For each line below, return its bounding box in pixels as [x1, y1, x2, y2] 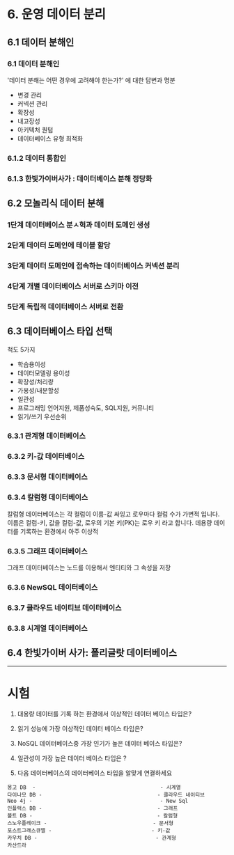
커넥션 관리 [17, 99, 48, 108]
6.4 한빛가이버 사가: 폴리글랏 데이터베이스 [7, 647, 178, 659]
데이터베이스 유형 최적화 [17, 134, 84, 143]
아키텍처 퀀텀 [17, 125, 54, 134]
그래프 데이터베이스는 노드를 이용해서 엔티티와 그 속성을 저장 [7, 563, 171, 572]
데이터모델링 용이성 [17, 368, 70, 377]
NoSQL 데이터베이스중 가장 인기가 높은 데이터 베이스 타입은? [17, 739, 182, 748]
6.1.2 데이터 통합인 [7, 153, 66, 163]
